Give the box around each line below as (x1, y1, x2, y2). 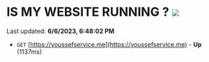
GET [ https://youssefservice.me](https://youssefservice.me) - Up (16, 40, 202, 48)
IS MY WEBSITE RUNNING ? (6, 4, 170, 20)
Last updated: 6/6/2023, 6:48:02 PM (6, 27, 115, 35)
